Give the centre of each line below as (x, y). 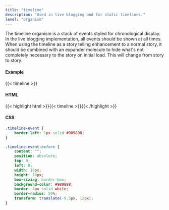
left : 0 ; (23, 166)
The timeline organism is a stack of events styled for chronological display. (83, 34)
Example (15, 72)
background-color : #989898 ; (44, 184)
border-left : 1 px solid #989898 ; (49, 133)
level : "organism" (24, 19)
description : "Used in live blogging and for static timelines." (75, 15)
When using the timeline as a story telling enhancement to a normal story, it (84, 44)
